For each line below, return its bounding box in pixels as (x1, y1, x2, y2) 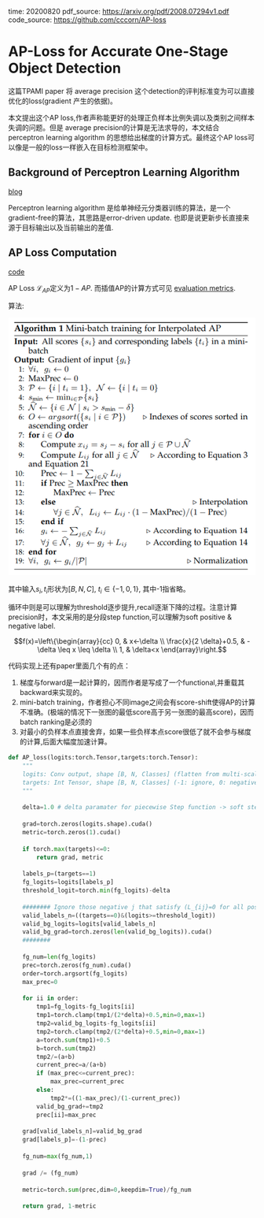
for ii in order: (22, 994, 79, 1003)
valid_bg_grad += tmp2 (36, 1102, 104, 1110)
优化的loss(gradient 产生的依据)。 (8, 96, 118, 106)
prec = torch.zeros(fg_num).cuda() (22, 961, 132, 969)
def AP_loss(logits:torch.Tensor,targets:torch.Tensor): (8, 754, 199, 762)
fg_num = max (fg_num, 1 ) (22, 1153, 93, 1160)
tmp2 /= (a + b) (36, 1053, 76, 1060)
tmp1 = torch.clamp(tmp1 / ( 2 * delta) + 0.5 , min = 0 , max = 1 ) (36, 1012, 206, 1019)
